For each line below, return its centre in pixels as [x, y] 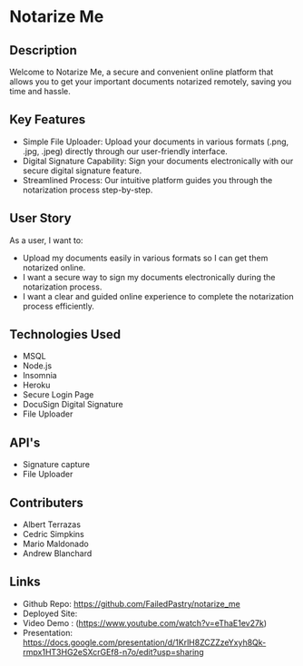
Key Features [48, 120]
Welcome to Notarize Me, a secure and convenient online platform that [142, 72]
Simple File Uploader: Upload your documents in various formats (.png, [156, 142]
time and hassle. [40, 91]
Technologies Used [65, 334]
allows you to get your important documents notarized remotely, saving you [151, 82]
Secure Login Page [58, 395]
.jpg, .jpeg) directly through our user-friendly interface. [125, 151]
